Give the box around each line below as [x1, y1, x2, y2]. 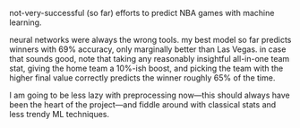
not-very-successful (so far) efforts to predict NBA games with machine [9, 8, 275, 18]
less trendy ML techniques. [9, 109, 110, 119]
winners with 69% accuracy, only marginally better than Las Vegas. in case [9, 44, 287, 55]
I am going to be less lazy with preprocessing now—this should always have [9, 90, 290, 100]
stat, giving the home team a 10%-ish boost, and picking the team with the [9, 63, 284, 73]
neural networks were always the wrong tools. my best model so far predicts [9, 35, 292, 45]
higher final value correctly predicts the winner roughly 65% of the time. [9, 73, 276, 83]
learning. [9, 17, 42, 28]
